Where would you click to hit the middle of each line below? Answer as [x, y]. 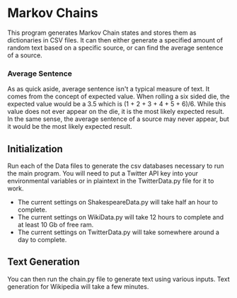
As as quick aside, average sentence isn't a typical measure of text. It [109, 89]
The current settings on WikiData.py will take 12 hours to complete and [121, 217]
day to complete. [42, 240]
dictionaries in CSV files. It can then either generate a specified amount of [115, 40]
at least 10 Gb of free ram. [56, 225]
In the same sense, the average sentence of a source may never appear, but [118, 119]
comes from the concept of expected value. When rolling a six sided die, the [118, 96]
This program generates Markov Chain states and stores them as [102, 33]
